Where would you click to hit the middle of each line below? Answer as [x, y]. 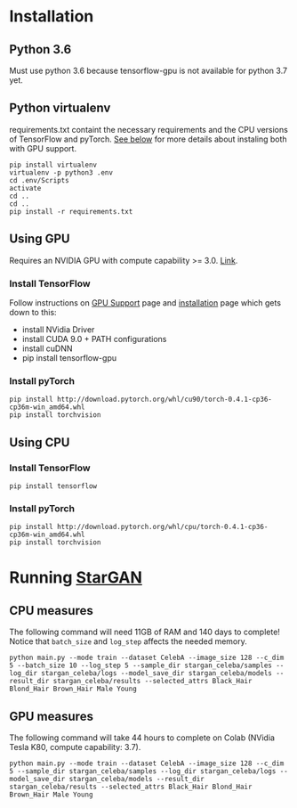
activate [25, 188]
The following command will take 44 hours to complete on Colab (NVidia [142, 738]
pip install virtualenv [53, 165]
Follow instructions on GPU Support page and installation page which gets [145, 302]
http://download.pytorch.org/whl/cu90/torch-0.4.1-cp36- [165, 400]
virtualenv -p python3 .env [61, 172]
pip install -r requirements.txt [71, 211]
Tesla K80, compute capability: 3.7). [75, 747]
